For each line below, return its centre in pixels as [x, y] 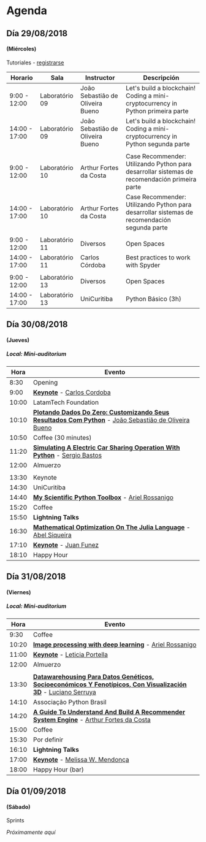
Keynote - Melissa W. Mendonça [81, 759]
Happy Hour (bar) [58, 769]
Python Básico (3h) [154, 299]
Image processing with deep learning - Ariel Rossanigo [115, 645]
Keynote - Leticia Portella [71, 654]
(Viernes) [19, 592]
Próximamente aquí [31, 832]
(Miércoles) [21, 49]
